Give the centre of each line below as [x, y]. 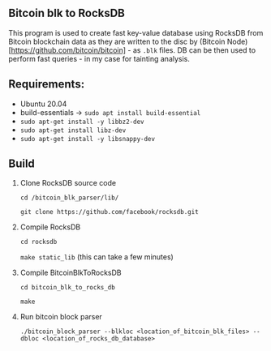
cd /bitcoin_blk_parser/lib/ [69, 198]
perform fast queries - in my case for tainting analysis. [99, 58]
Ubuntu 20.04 [43, 104]
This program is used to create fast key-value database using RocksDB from [136, 32]
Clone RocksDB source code [68, 183]
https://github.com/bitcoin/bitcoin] [69, 50]
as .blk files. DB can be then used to [194, 50]
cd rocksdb [39, 242]
